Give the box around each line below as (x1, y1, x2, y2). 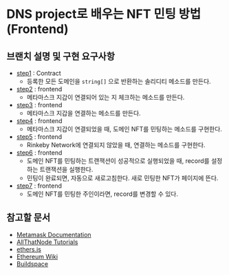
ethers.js (16, 245, 42, 253)
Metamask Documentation (16, 230, 91, 239)
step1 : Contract (16, 69, 61, 77)
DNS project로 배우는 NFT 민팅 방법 (6, 6, 201, 22)
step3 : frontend (16, 101, 63, 109)
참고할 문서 (6, 212, 51, 223)
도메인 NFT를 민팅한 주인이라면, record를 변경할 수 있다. (26, 190, 178, 198)
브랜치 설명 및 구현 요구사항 (6, 50, 115, 62)
